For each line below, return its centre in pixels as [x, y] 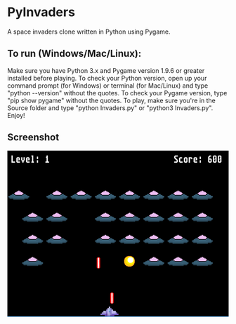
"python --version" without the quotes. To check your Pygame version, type [117, 93]
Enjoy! [17, 115]
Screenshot [33, 137]
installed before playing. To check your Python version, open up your [107, 78]
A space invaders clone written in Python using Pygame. [89, 32]
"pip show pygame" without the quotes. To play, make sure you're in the [112, 100]
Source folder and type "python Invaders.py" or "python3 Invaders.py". [110, 108]
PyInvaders [41, 12]
